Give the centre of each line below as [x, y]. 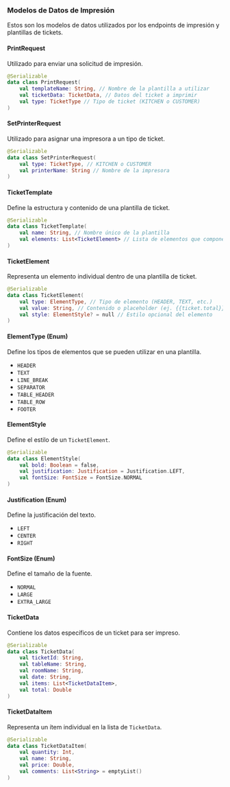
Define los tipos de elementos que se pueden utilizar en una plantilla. [104, 351]
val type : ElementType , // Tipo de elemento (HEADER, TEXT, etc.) [116, 302]
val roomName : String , [52, 671]
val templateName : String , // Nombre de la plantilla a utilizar [115, 89]
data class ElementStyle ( [44, 458]
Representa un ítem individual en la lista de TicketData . [85, 727]
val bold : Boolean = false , [59, 465]
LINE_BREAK [33, 380]
